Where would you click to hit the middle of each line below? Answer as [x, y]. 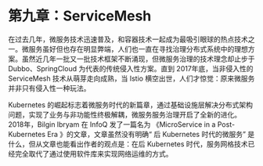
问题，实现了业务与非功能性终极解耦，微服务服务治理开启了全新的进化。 [124, 114]
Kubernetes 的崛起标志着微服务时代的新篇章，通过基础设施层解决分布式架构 [130, 105]
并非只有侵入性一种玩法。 [49, 88]
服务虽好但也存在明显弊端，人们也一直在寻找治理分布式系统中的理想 [138, 49]
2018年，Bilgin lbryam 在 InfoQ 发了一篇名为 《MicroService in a [112, 124]
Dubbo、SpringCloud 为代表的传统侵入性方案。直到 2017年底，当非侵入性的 [131, 68]
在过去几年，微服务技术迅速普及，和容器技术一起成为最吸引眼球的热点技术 [128, 39]
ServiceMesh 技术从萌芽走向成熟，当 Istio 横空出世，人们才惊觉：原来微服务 [131, 78]
